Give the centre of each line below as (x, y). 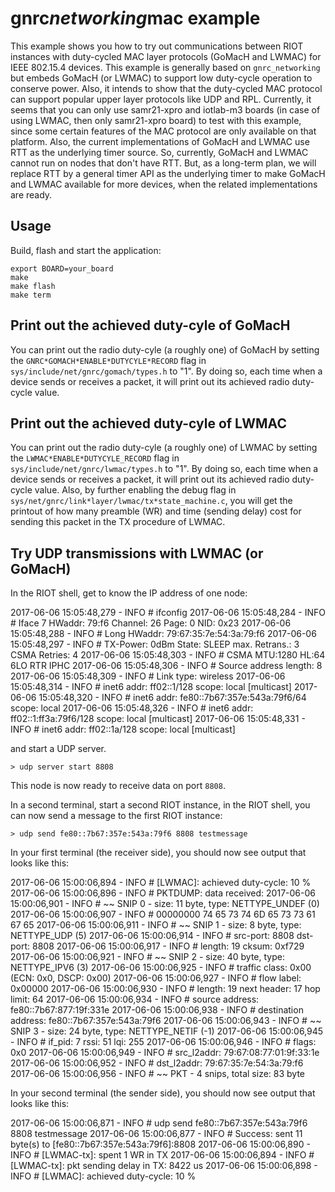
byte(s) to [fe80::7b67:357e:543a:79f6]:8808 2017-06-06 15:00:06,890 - (160, 1144)
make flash (33, 286)
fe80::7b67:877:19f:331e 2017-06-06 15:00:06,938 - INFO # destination (157, 1010)
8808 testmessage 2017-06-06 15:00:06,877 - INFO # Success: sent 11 (156, 1134)
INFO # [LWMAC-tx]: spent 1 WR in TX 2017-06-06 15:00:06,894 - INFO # (162, 1155)
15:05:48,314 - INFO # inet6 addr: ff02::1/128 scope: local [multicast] (151, 687)
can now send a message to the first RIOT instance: (116, 816)
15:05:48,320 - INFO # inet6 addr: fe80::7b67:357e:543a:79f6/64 (172, 698)
